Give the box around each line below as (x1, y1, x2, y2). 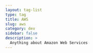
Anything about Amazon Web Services (10, 40, 88, 45)
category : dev (5, 26, 36, 31)
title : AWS (5, 17, 29, 22)
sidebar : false (5, 31, 38, 36)
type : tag (5, 12, 27, 17)
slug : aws (5, 21, 27, 27)
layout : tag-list (5, 7, 42, 13)
